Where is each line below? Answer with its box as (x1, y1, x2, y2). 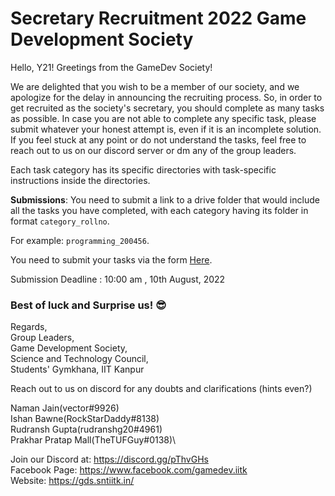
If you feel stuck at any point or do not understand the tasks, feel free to (10, 133, 307, 146)
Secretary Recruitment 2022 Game (10, 7, 307, 30)
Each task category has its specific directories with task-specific (10, 163, 277, 176)
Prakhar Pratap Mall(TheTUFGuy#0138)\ (10, 434, 177, 446)
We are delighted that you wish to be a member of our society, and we (10, 80, 300, 92)
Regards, (10, 321, 48, 333)
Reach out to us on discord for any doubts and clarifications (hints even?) (10, 383, 313, 395)
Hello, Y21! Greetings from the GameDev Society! (10, 61, 213, 73)
